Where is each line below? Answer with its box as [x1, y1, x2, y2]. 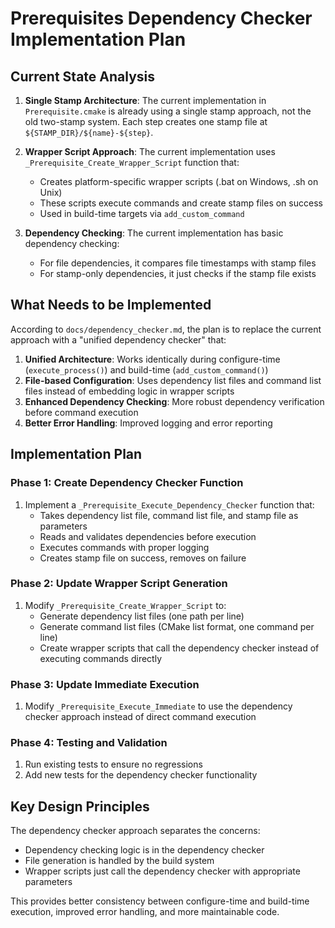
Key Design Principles [10, 798, 150, 815]
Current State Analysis [10, 68, 156, 85]
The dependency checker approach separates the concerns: [10, 825, 261, 837]
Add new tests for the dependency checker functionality [24, 769, 258, 781]
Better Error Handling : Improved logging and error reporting [24, 417, 273, 429]
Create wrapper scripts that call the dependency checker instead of [39, 642, 320, 654]
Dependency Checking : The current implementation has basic [24, 227, 284, 239]
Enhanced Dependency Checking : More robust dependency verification [24, 395, 325, 407]
